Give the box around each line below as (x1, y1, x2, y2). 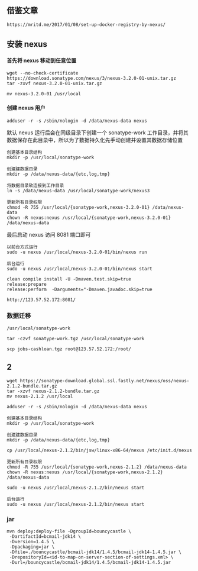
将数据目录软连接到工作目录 (7, 182, 64, 188)
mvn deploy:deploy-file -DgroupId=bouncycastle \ (7, 528, 132, 534)
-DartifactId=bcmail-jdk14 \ (9, 534, 82, 540)
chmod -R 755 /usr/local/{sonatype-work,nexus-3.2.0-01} (7, 204, 150, 210)
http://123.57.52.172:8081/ (7, 296, 76, 303)
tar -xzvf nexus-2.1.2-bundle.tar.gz (7, 388, 100, 394)
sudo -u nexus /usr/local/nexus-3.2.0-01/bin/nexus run (7, 249, 147, 255)
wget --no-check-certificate (7, 70, 79, 76)
